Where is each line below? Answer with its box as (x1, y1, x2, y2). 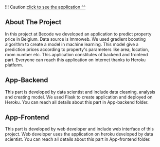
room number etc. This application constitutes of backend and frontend (5, 51, 148, 57)
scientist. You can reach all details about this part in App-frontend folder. (5, 136, 151, 142)
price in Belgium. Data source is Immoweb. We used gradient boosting (5, 36, 146, 42)
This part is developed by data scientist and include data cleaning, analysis (5, 89, 156, 95)
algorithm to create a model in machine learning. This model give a (5, 41, 139, 47)
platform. (5, 62, 23, 67)
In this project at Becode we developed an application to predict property (5, 31, 152, 37)
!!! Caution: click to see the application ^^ (5, 4, 86, 10)
